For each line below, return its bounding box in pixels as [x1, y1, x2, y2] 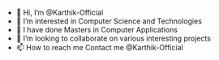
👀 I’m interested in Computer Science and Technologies [15, 16, 203, 26]
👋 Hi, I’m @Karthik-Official [15, 8, 104, 17]
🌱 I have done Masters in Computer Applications [15, 25, 178, 34]
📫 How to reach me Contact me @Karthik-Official [15, 43, 184, 52]
